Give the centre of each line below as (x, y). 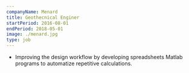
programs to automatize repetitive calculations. (74, 63)
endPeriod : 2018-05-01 (35, 29)
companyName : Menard (32, 12)
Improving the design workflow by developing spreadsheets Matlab (99, 57)
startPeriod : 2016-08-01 (37, 23)
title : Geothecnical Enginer (43, 17)
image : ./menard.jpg (32, 34)
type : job (19, 40)
